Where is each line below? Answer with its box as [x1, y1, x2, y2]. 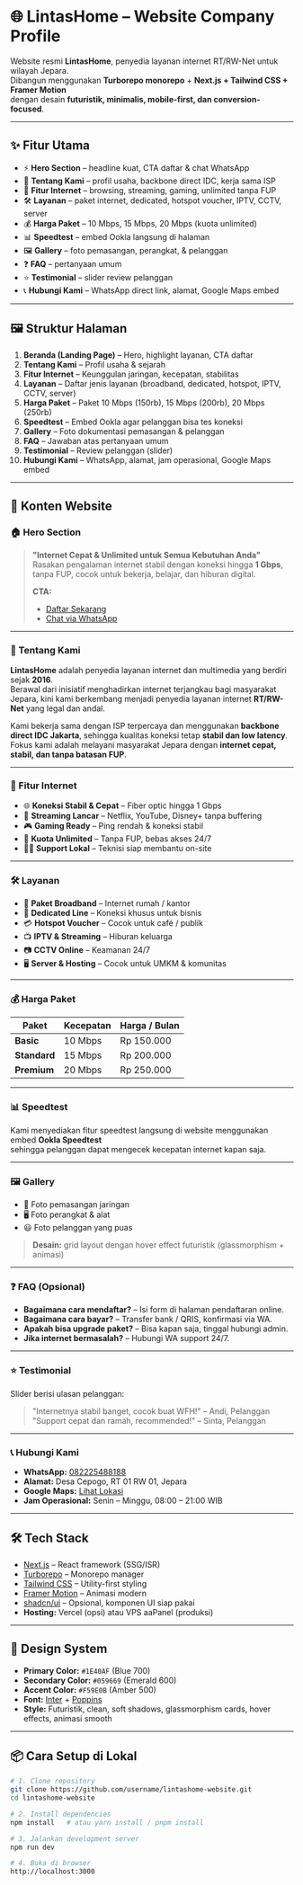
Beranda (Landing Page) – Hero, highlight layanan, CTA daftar [22, 349, 254, 360]
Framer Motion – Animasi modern [22, 1587, 147, 1598]
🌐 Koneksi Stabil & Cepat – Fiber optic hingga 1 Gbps [22, 800, 222, 811]
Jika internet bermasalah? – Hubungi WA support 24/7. [22, 1333, 230, 1344]
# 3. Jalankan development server [10, 1834, 140, 1844]
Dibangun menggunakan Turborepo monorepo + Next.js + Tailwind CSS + [10, 75, 289, 85]
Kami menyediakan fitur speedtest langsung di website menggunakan [10, 1125, 269, 1135]
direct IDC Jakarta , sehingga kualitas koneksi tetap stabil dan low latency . [10, 730, 289, 741]
